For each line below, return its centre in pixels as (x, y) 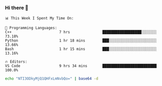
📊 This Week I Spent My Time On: (39, 18)
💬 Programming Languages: (31, 28)
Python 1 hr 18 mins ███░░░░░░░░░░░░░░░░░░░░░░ (81, 41)
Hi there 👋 (17, 8)
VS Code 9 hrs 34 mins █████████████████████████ (81, 66)
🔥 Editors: (16, 62)
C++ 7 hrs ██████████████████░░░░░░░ (81, 32)
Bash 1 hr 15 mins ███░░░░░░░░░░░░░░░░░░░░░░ (81, 49)
